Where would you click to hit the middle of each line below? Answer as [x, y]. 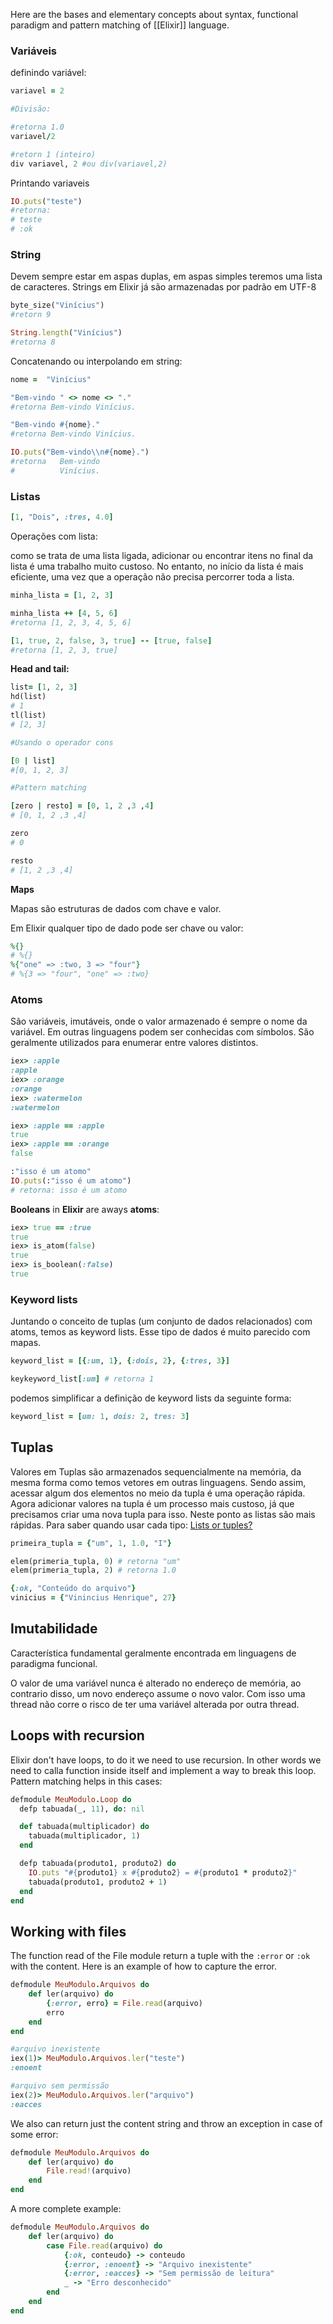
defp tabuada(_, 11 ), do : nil [82, 1809]
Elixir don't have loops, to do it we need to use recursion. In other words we [166, 1760]
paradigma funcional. [54, 1663]
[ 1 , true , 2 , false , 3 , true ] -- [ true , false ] [111, 640]
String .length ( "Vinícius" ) [66, 333]
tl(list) [28, 715]
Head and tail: [40, 669]
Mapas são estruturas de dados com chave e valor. [116, 908]
